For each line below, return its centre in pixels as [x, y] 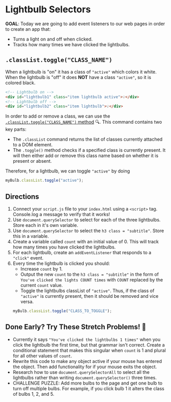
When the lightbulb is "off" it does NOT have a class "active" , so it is [78, 77]
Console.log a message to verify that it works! [61, 214]
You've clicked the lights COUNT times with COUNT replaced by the [92, 280]
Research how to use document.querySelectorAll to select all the [81, 372]
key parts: [16, 129]
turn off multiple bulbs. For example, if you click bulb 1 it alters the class [88, 388]
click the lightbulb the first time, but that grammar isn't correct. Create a [89, 344]
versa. [27, 301]
